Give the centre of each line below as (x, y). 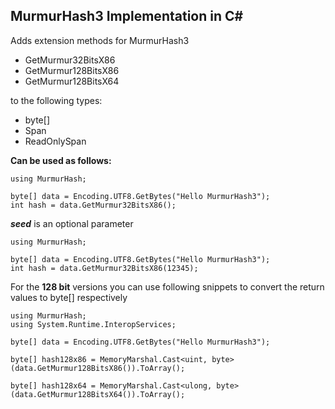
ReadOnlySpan (55, 141)
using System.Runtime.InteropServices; (93, 324)
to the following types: (56, 100)
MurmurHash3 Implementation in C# (127, 16)
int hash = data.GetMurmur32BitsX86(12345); (104, 268)
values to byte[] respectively (69, 297)
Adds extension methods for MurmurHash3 (100, 40)
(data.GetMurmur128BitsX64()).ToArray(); (98, 394)
